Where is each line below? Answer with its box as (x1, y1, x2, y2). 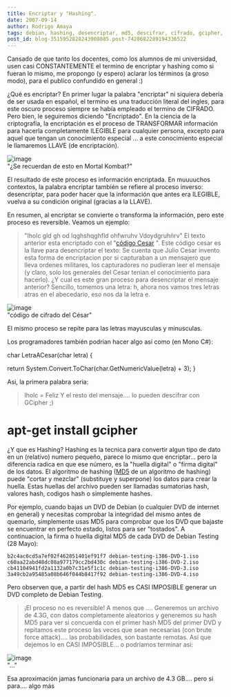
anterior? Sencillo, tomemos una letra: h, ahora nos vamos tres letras (23, 283, 220, 291)
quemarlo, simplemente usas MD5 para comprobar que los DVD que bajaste (7, 518, 223, 526)
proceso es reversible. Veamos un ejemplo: (7, 218, 130, 226)
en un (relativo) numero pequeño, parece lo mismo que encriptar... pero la (7, 453, 217, 461)
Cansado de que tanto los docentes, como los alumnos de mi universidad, (7, 55, 218, 63)
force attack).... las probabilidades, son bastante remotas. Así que (23, 633, 212, 642)
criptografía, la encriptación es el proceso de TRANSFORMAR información (7, 119, 219, 128)
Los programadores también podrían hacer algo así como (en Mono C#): (7, 337, 213, 346)
